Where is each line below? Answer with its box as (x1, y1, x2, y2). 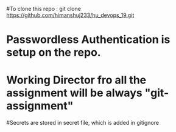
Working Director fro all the (6, 73, 147, 87)
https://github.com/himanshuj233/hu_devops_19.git (6, 12, 135, 19)
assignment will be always (6, 86, 143, 100)
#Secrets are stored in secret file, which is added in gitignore (6, 119, 160, 127)
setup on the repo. (6, 45, 102, 59)
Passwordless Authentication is (6, 33, 171, 47)
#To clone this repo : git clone (6, 5, 81, 12)
